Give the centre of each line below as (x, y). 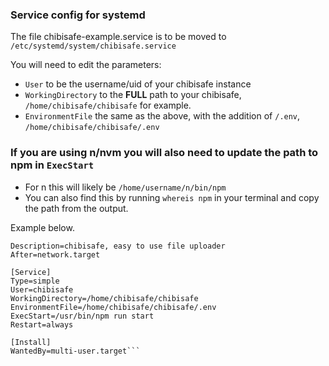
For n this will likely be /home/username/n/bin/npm (125, 187)
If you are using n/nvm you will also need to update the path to (164, 153)
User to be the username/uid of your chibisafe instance (138, 84)
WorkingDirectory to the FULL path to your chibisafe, (133, 95)
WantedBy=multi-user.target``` (75, 351)
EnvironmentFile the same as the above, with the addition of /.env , (162, 116)
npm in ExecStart (52, 165)
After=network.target (55, 254)
